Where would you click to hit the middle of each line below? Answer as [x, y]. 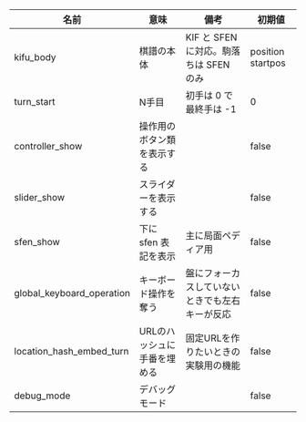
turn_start [35, 102]
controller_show [48, 146]
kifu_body [35, 57]
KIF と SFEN [211, 37]
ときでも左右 [213, 300]
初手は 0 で [209, 95]
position [267, 51]
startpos [268, 63]
